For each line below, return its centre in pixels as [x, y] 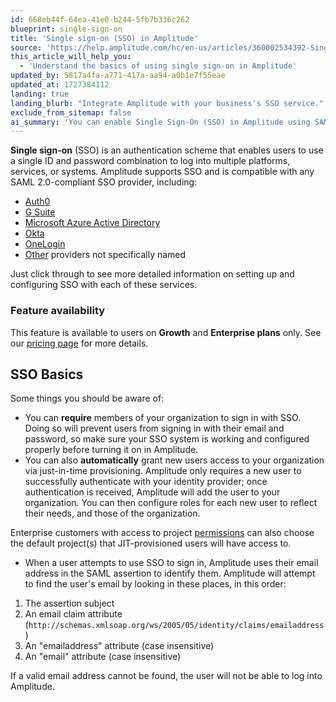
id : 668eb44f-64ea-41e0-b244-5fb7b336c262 [100, 19]
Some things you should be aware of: [87, 398]
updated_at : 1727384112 [60, 85]
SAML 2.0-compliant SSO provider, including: [104, 182]
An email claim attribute [73, 614]
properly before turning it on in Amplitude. [111, 450]
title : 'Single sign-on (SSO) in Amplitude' [104, 38]
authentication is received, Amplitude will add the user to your [152, 492]
